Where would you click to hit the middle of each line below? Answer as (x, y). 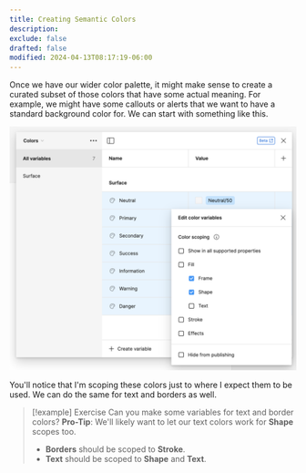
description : (34, 29)
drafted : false (38, 48)
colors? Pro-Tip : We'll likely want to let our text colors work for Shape (163, 422)
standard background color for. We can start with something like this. (139, 114)
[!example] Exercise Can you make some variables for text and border (163, 412)
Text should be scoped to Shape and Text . (126, 459)
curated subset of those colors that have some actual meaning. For (135, 95)
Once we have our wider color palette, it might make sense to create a (141, 85)
